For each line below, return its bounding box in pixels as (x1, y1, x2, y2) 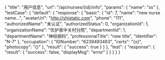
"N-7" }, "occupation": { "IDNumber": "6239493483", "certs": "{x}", (4, 39, 143, 44)
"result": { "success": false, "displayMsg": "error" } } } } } (4, 49, 121, 55)
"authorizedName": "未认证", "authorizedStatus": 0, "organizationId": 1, (4, 21, 149, 27)
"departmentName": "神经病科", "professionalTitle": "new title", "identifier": (4, 33, 158, 39)
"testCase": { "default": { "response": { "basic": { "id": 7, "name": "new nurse (4, 10, 161, 16)
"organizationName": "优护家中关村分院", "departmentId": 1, (4, 27, 126, 33)
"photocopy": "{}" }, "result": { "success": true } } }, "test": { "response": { (4, 44, 155, 50)
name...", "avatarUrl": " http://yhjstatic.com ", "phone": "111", (4, 15, 124, 21)
